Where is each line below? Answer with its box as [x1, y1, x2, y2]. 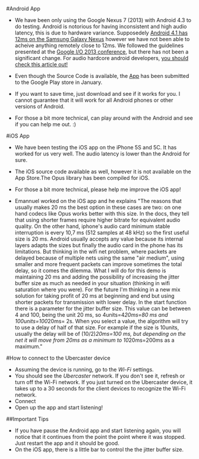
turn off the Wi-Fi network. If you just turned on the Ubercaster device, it [14, 379, 193, 386]
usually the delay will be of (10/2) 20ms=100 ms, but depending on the [14, 330, 186, 337]
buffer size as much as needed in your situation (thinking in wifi [14, 280, 170, 286]
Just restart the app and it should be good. [14, 440, 120, 446]
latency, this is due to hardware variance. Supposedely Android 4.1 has [14, 29, 188, 36]
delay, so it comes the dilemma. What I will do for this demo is [14, 267, 166, 274]
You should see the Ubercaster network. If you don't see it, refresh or [14, 372, 185, 379]
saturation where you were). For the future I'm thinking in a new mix [14, 286, 181, 293]
